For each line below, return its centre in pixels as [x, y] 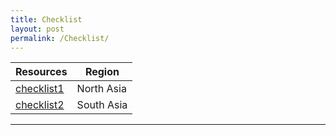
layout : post [37, 29]
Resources [41, 72]
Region [102, 72]
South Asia [102, 105]
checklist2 [40, 105]
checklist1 [40, 89]
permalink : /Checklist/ [60, 38]
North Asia [101, 89]
